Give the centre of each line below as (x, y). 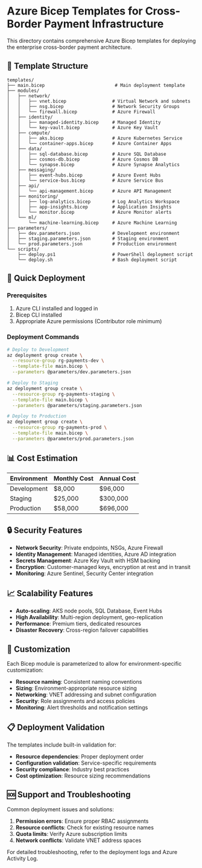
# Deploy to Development (38, 349)
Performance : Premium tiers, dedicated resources (78, 624)
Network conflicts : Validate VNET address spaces (78, 840)
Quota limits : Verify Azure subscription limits (71, 834)
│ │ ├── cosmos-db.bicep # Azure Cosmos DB (83, 159)
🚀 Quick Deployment (46, 278)
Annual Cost (118, 478)
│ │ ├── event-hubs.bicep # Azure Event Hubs (84, 175)
